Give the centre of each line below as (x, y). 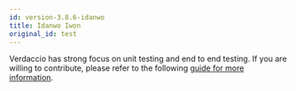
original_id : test (43, 34)
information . (31, 78)
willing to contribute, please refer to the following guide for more (127, 68)
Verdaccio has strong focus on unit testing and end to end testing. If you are (148, 59)
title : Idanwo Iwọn (45, 26)
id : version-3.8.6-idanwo (57, 17)
